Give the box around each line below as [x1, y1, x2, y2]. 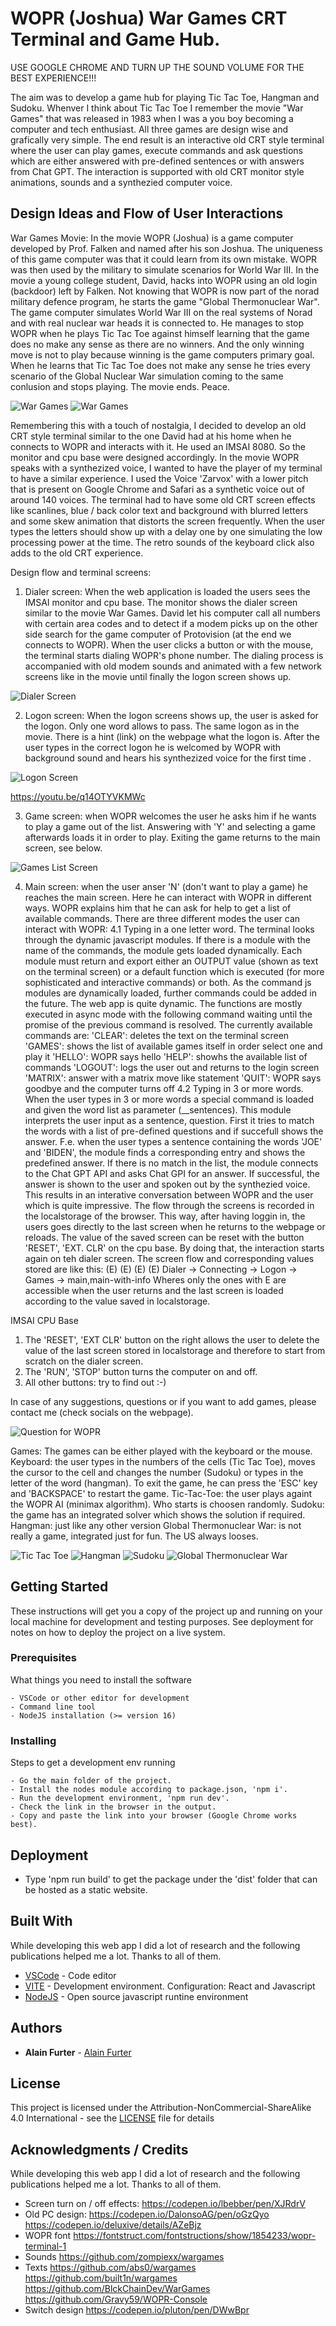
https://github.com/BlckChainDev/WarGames [24, 2283, 211, 2295]
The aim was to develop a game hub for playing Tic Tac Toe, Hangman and [10, 91, 320, 103]
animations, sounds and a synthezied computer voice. [10, 176, 233, 188]
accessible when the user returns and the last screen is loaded [24, 1284, 284, 1296]
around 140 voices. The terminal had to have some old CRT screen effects [10, 493, 316, 506]
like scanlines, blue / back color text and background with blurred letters [10, 504, 309, 516]
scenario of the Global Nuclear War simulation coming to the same [10, 370, 284, 382]
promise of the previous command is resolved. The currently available [24, 1018, 313, 1031]
